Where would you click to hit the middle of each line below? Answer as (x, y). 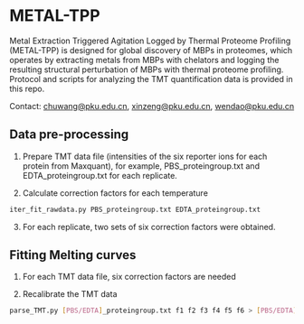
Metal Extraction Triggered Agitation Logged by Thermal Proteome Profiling (150, 41)
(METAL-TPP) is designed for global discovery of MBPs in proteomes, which (151, 50)
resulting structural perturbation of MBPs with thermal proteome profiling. (147, 69)
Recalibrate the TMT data (70, 294)
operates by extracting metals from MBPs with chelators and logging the (144, 60)
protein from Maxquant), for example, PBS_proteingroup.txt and (141, 166)
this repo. (27, 88)
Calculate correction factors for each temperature (115, 193)
